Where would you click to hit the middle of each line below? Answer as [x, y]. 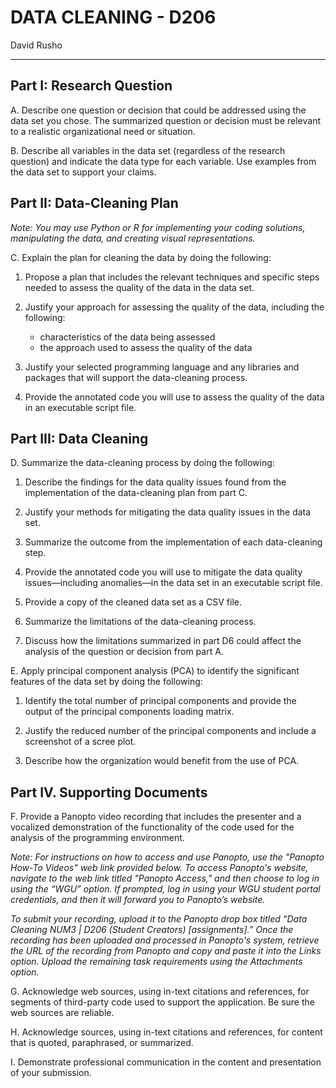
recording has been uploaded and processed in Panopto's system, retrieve [165, 940]
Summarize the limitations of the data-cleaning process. [140, 622]
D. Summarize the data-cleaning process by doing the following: [142, 463]
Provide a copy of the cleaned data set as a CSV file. [133, 602]
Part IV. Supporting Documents [109, 792]
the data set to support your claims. [83, 172]
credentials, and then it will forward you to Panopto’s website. [138, 900]
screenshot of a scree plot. [80, 742]
